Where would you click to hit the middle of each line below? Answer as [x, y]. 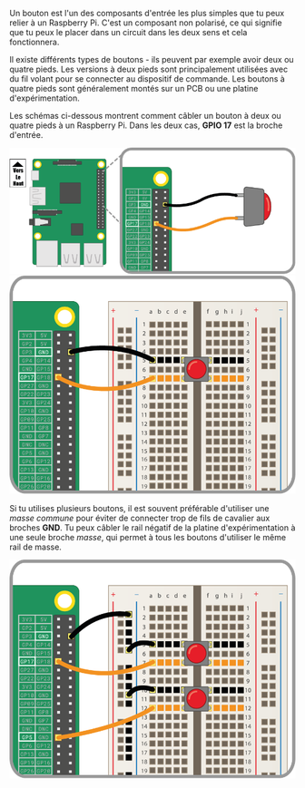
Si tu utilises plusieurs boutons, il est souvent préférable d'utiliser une [139, 509]
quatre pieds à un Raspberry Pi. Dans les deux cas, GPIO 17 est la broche [146, 125]
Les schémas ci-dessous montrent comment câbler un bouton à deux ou [145, 116]
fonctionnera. [34, 42]
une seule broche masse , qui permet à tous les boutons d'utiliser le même [148, 538]
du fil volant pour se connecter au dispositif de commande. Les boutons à [148, 79]
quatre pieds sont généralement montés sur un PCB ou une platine [134, 88]
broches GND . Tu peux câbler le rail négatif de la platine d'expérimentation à [152, 528]
